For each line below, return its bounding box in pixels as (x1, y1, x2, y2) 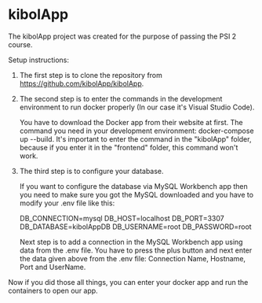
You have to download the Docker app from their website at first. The (19, 117, 243, 127)
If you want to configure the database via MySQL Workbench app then (19, 181, 249, 190)
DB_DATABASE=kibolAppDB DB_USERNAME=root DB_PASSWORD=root (19, 222, 253, 231)
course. (8, 39, 33, 49)
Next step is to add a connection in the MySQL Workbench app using (19, 237, 243, 246)
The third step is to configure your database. (19, 166, 164, 176)
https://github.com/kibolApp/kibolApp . (19, 79, 144, 88)
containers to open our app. (8, 286, 98, 295)
